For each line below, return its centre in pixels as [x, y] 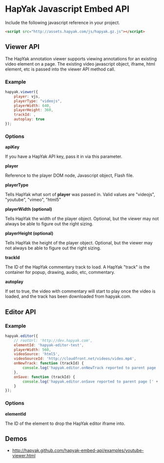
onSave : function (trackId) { [45, 377]
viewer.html [24, 456]
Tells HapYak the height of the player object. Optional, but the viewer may [79, 243]
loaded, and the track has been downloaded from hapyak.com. [68, 296]
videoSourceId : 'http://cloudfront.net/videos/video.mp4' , [75, 359]
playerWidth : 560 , [32, 350]
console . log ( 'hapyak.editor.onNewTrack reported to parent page [89, 368]
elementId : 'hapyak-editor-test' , [49, 345]
